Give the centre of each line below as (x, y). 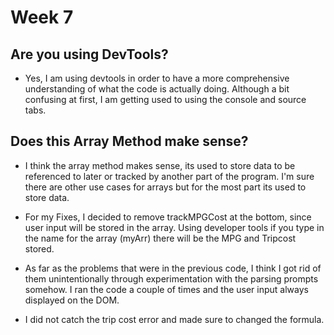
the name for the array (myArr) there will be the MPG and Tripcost (160, 238)
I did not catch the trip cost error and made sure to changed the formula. (174, 319)
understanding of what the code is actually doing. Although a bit (157, 89)
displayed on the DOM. (72, 300)
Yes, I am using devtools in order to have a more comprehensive (157, 78)
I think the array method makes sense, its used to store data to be (160, 165)
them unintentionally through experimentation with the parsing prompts (171, 278)
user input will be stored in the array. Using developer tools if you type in (174, 227)
